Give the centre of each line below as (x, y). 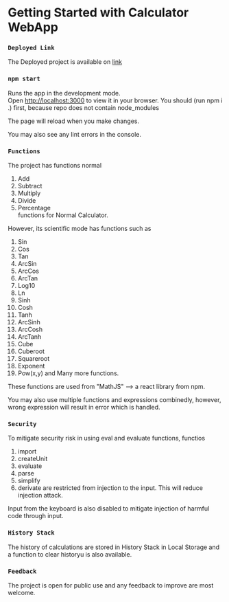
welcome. (22, 592)
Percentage (34, 208)
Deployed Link (31, 48)
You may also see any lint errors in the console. (74, 134)
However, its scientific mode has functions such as (80, 229)
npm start (24, 79)
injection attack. (40, 495)
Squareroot (34, 359)
